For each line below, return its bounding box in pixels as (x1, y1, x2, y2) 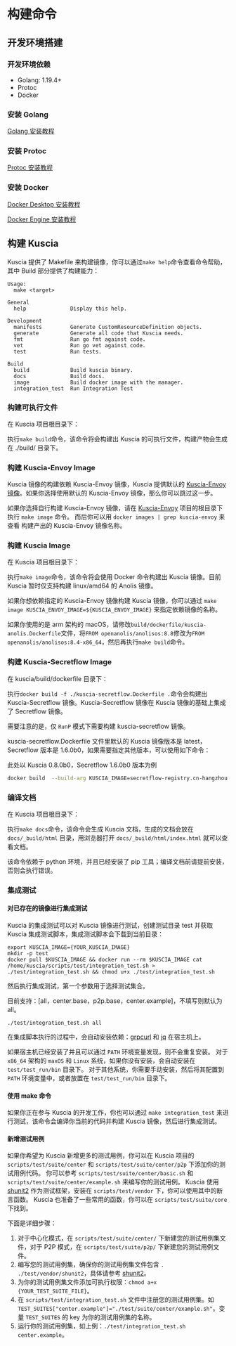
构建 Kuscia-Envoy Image (7, 462, 96, 472)
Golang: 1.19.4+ (17, 75, 62, 84)
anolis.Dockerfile (7, 630, 61, 638)
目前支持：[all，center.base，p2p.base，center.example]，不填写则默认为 (7, 997, 223, 1005)
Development (7, 317, 42, 324)
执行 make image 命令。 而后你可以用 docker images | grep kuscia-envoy (7, 512, 218, 521)
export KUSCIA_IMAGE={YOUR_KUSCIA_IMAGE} (7, 944, 131, 951)
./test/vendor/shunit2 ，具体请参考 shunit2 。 (17, 1269, 150, 1278)
